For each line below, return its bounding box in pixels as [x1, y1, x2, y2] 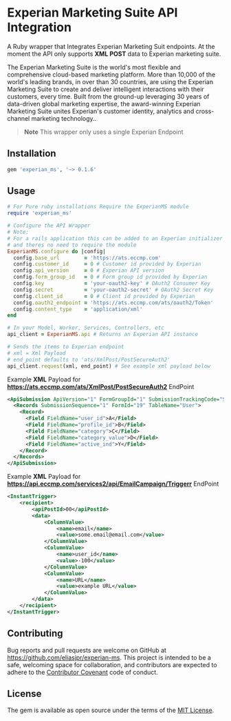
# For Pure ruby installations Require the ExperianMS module [7, 204, 189, 210]
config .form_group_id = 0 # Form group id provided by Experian [13, 274, 208, 281]
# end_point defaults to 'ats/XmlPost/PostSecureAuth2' [7, 356, 170, 363]
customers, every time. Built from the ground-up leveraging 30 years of [7, 92, 210, 101]
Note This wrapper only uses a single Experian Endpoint [23, 128, 184, 136]
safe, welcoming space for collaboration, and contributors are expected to [7, 660, 218, 669]
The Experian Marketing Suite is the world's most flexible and [7, 63, 181, 71]
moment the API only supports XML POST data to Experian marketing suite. [7, 50, 221, 58]
